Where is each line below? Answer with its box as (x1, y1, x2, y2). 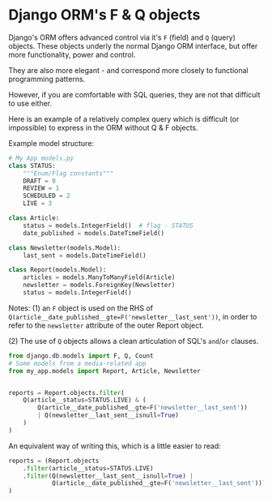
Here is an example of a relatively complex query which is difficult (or (8, 114, 240, 123)
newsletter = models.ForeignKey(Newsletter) (23, 281, 176, 290)
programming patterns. (8, 74, 86, 84)
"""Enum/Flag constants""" (23, 169, 114, 178)
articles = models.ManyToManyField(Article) (23, 273, 176, 281)
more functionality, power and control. (8, 49, 136, 59)
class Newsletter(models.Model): (8, 243, 121, 252)
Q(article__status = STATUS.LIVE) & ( (23, 396, 147, 405)
